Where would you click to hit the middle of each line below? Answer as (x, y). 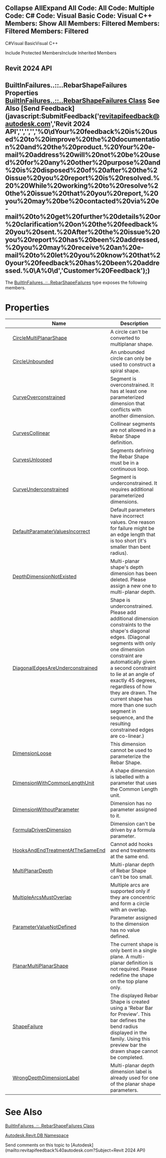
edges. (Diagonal (130, 637)
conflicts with (126, 409)
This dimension (128, 744)
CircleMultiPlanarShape (40, 338)
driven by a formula (133, 830)
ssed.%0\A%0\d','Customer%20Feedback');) (78, 271)
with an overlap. (129, 909)
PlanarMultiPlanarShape (41, 966)
